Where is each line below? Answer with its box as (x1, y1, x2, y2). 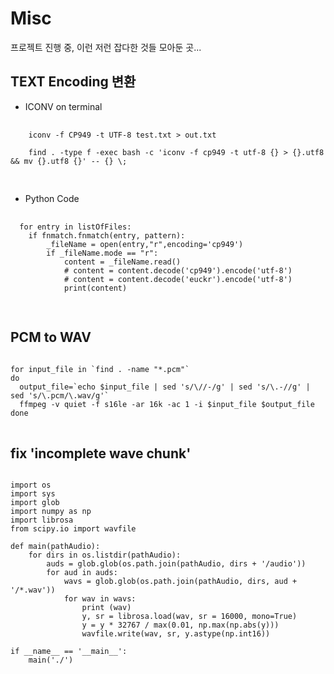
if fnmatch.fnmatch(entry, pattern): (28, 230, 186, 241)
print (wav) (81, 603, 132, 613)
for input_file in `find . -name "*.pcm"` (10, 364, 190, 374)
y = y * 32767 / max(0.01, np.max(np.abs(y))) (81, 620, 280, 631)
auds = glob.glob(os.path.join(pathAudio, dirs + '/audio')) (46, 559, 307, 569)
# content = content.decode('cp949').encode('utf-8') (63, 265, 293, 276)
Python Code (24, 192, 80, 204)
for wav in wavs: (63, 594, 137, 604)
